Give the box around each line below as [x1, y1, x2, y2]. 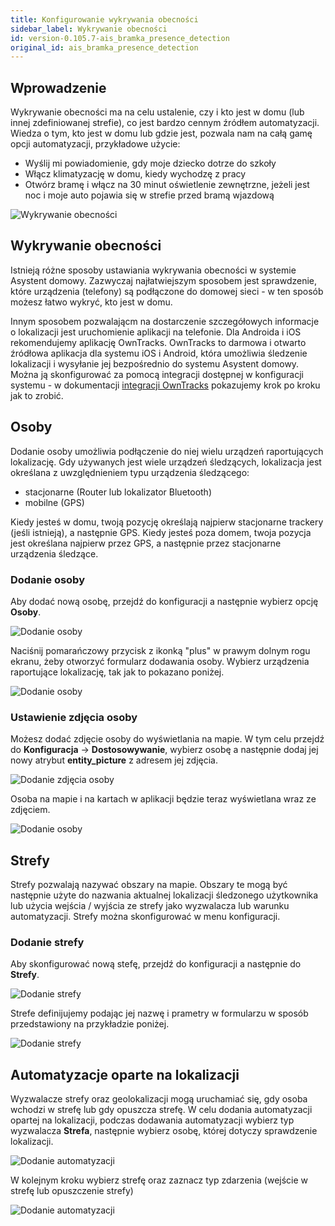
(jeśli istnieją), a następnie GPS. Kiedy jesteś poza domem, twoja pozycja [10, 526, 312, 538]
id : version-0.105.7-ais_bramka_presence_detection [10, 33, 230, 43]
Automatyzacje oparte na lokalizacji [10, 1066, 240, 1083]
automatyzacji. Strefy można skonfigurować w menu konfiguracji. [10, 911, 281, 923]
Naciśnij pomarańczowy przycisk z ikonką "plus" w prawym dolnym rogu [10, 644, 311, 656]
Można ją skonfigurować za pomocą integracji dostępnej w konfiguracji [10, 368, 304, 380]
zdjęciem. [10, 804, 51, 816]
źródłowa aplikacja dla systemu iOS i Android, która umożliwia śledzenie [10, 347, 308, 359]
